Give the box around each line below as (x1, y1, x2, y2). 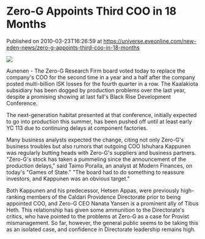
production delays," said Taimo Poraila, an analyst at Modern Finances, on (6, 162, 193, 169)
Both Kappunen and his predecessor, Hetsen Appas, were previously (6, 187, 180, 194)
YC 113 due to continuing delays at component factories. (6, 124, 148, 132)
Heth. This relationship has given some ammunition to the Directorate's (6, 206, 185, 213)
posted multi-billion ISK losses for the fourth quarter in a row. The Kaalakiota (6, 80, 198, 87)
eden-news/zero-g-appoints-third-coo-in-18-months (6, 44, 140, 51)
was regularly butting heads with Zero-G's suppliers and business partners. (6, 149, 196, 156)
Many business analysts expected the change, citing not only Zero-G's (6, 136, 184, 143)
